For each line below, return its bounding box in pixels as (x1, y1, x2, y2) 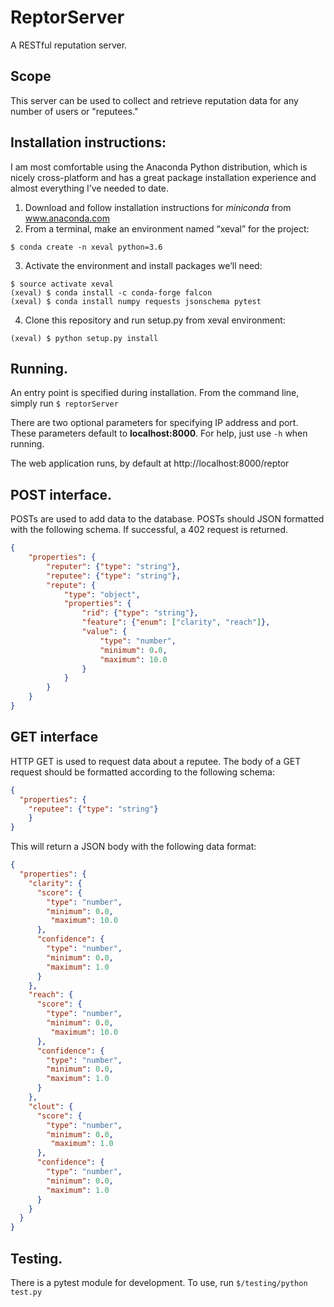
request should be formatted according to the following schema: (10, 766, 276, 778)
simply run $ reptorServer (10, 397, 119, 410)
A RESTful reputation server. (10, 39, 128, 51)
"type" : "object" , (63, 589, 141, 600)
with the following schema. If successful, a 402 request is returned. (10, 524, 289, 536)
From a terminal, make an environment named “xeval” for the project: (24, 222, 310, 235)
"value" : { (81, 627, 128, 637)
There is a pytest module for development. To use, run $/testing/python (10, 1276, 308, 1288)
